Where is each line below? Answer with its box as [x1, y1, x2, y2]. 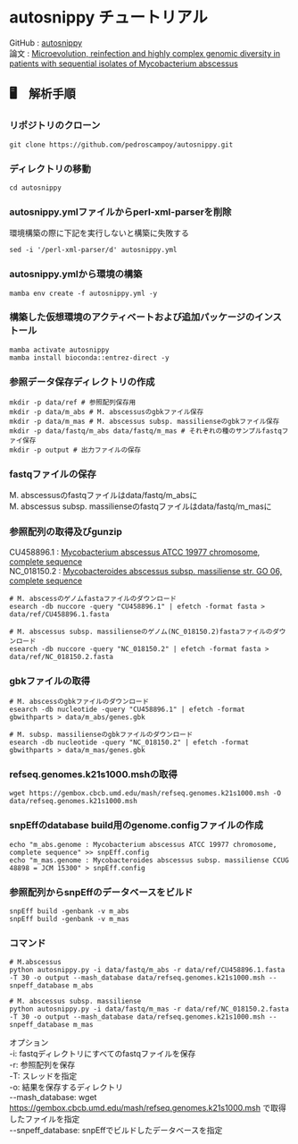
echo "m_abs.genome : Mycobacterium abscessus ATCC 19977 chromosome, [9, 840, 277, 849]
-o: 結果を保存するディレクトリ [9, 1082, 123, 1093]
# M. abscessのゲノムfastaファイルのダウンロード [9, 594, 177, 603]
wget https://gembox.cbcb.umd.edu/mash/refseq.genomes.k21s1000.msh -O [9, 789, 281, 798]
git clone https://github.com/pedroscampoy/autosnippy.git [9, 140, 234, 149]
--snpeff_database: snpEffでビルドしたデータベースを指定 [9, 1125, 223, 1136]
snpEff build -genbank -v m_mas [9, 914, 129, 923]
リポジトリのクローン [9, 119, 101, 131]
